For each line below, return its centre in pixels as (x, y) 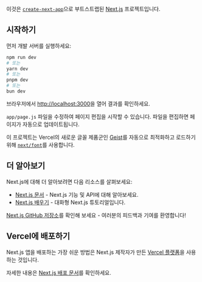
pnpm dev (17, 80)
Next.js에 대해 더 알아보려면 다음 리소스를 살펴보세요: (69, 182)
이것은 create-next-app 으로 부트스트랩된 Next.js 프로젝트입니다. (83, 9)
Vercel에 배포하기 (38, 236)
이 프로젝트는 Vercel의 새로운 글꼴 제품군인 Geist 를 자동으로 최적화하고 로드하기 (101, 137)
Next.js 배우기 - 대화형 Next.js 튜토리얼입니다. (70, 202)
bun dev (16, 91)
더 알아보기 (26, 166)
